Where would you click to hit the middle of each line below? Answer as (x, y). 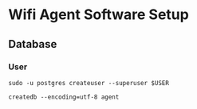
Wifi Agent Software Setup (98, 15)
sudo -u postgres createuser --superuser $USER (89, 83)
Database (33, 44)
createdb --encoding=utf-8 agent (64, 97)
